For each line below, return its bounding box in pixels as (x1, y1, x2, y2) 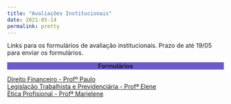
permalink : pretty (7, 23, 60, 29)
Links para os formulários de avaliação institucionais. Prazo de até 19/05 (7, 42, 212, 50)
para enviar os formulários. (7, 49, 84, 57)
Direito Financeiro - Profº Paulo (7, 75, 96, 83)
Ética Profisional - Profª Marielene (7, 90, 104, 98)
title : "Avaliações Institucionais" (7, 10, 112, 17)
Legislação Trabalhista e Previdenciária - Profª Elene (7, 83, 157, 91)
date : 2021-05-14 (7, 16, 57, 23)
